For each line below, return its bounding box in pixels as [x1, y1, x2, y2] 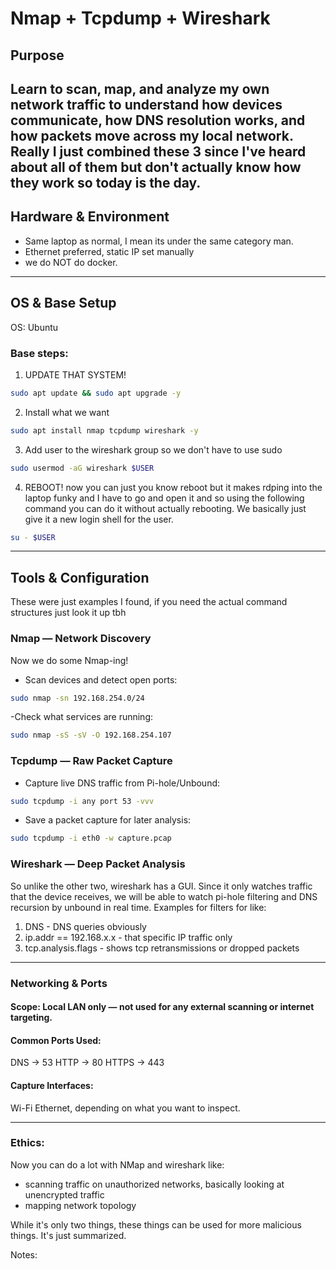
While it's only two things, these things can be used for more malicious [10, 1218, 302, 1231]
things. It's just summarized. [10, 1229, 127, 1241]
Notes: [10, 1248, 38, 1261]
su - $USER [10, 532, 56, 542]
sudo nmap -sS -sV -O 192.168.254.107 [10, 730, 172, 741]
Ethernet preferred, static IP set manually [24, 245, 195, 257]
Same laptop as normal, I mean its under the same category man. [24, 235, 294, 247]
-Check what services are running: [10, 711, 153, 723]
